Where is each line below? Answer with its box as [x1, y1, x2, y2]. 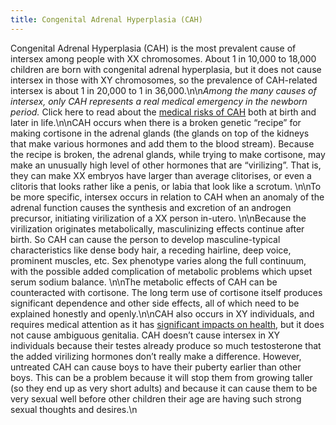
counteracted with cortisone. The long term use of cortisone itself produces [10, 286, 323, 298]
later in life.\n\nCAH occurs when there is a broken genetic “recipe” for [10, 116, 302, 128]
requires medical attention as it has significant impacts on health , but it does [10, 318, 325, 330]
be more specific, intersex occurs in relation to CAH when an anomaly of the [10, 191, 325, 203]
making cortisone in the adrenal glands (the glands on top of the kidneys [10, 127, 310, 139]
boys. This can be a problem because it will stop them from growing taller [10, 371, 313, 383]
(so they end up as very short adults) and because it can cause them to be [10, 382, 318, 394]
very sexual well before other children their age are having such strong [10, 392, 302, 405]
